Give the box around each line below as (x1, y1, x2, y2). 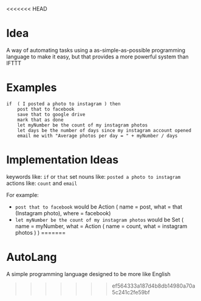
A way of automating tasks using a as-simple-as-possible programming (6, 46, 186, 54)
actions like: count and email (6, 179, 78, 187)
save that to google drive (17, 111, 86, 117)
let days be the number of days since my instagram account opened (17, 127, 191, 133)
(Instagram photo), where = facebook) (15, 209, 111, 216)
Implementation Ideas (6, 153, 119, 167)
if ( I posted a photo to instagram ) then (6, 100, 121, 107)
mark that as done (17, 117, 64, 123)
